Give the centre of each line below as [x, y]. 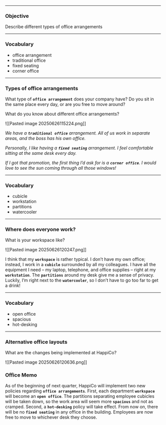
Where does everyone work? [41, 230]
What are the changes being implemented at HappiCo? [61, 353]
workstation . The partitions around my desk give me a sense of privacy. [80, 275]
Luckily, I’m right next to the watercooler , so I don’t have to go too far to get [82, 281]
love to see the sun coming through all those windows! [61, 168]
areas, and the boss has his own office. [45, 138]
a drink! [13, 285]
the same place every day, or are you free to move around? [65, 104]
